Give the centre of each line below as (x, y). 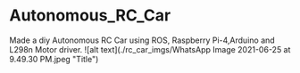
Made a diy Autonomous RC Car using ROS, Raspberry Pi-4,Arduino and (142, 40)
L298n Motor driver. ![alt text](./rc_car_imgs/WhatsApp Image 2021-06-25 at (150, 49)
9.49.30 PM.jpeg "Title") (54, 59)
